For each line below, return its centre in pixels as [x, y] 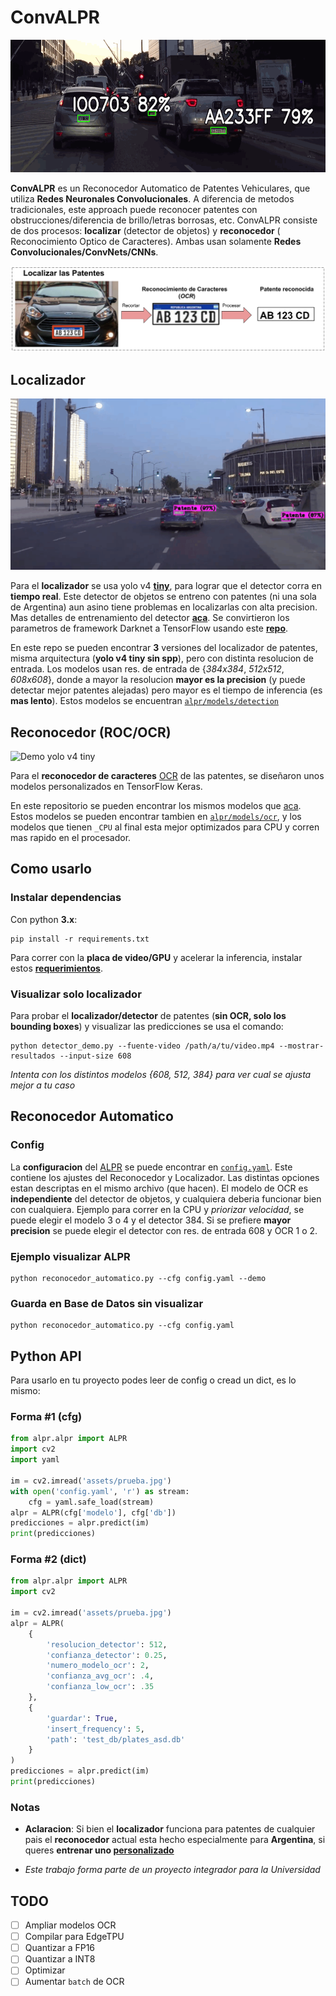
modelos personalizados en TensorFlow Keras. [106, 787]
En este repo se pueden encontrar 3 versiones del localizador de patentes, [164, 648]
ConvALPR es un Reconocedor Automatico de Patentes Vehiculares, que [160, 188]
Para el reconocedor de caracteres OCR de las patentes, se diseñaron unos [167, 776]
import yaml [35, 1460]
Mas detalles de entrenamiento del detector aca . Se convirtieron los [150, 618]
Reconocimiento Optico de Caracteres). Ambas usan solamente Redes [156, 242]
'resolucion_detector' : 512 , [107, 1644]
